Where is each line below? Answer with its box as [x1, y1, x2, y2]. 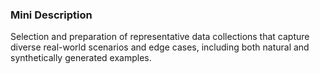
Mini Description [10, 8, 93, 22]
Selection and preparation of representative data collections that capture [10, 31, 310, 43]
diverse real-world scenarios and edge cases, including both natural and [10, 41, 310, 53]
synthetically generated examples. [10, 52, 152, 64]
